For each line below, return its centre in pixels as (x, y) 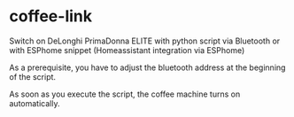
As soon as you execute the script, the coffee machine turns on (125, 94)
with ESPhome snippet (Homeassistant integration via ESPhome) (127, 50)
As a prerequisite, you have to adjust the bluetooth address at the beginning (147, 67)
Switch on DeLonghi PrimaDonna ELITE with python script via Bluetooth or (145, 41)
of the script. (32, 76)
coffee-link (51, 16)
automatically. (35, 103)
